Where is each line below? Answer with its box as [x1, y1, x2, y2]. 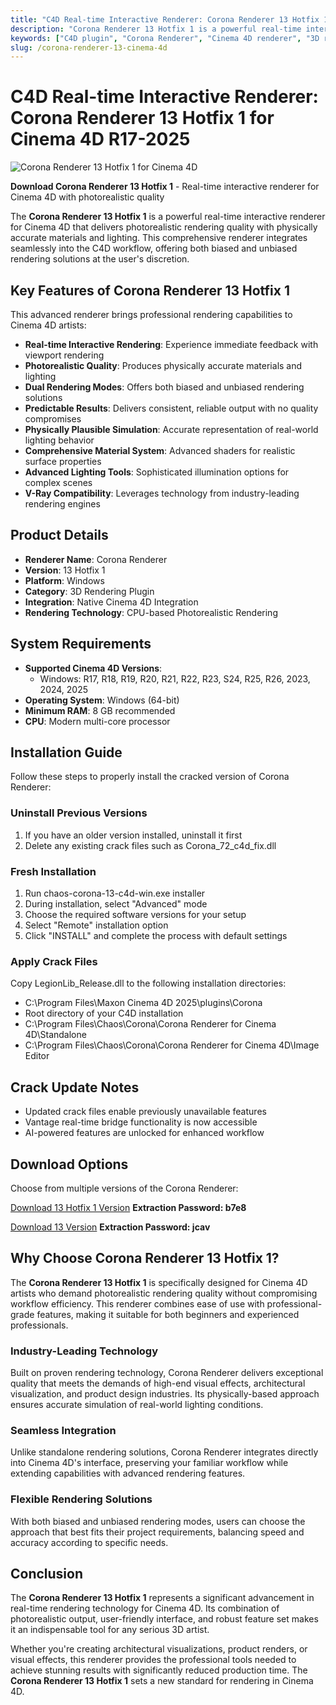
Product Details [10, 527, 109, 544]
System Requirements [10, 636, 152, 653]
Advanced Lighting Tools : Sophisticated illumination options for [24, 466, 290, 478]
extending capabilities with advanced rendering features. [10, 1467, 246, 1480]
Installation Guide [10, 744, 123, 761]
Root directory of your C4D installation [24, 1007, 184, 1020]
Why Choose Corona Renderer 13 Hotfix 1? [10, 1250, 280, 1267]
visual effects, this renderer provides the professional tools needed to [10, 1654, 297, 1666]
